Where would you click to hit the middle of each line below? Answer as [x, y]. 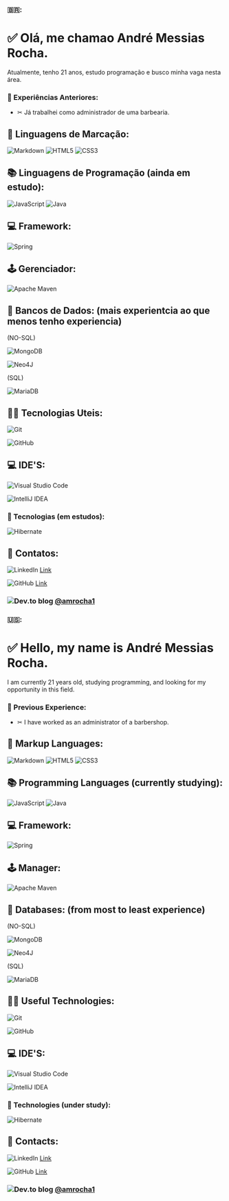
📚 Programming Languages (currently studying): [115, 783]
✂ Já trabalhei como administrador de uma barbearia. [93, 112]
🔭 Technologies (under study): [59, 1105]
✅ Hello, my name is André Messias [111, 648]
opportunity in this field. [41, 689]
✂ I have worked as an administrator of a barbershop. [93, 722]
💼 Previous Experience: [47, 707]
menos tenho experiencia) [65, 321]
